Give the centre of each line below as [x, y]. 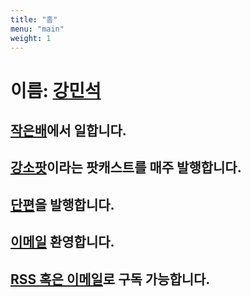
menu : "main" [37, 29]
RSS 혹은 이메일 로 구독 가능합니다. [110, 279]
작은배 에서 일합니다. [68, 130]
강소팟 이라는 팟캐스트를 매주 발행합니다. [126, 167]
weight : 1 [31, 38]
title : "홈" [34, 19]
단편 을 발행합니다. [62, 204]
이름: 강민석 [56, 90]
